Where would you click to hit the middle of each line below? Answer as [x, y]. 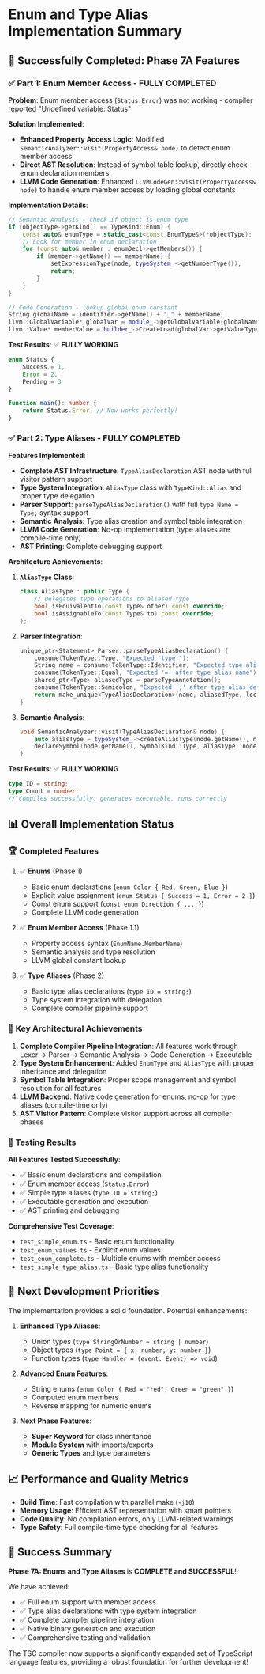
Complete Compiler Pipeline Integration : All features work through [129, 1046]
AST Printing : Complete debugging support [91, 547]
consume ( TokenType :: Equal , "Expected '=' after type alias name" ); [147, 673]
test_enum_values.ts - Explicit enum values [90, 1250]
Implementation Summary [95, 31]
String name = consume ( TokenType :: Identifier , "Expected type [138, 665]
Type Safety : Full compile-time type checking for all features [119, 1527]
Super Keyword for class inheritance [91, 1436]
